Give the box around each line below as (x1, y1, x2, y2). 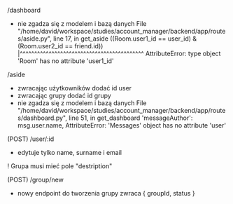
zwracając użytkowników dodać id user (17, 84, 132, 92)
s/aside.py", (17, 34, 52, 43)
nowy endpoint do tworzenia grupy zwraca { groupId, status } (17, 189, 195, 197)
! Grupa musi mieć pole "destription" (7, 162, 113, 170)
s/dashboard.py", (17, 114, 68, 122)
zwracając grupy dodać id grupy (17, 91, 112, 100)
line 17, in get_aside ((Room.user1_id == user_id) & (53, 34, 197, 43)
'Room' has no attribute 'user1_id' (17, 57, 114, 65)
